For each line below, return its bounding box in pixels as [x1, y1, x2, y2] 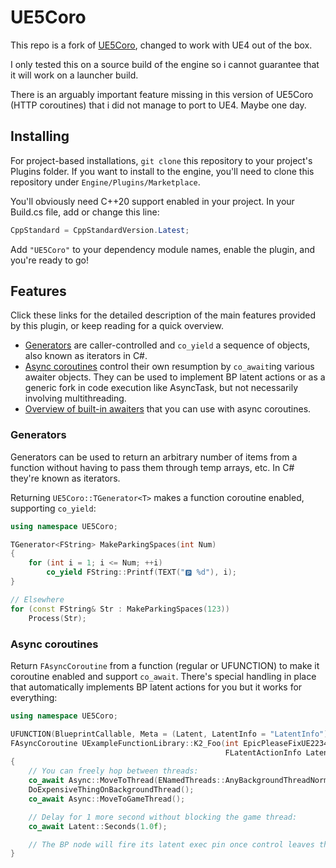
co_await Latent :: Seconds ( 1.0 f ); [28, 821, 168, 831]
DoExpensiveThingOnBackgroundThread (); [28, 785, 195, 795]
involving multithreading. [24, 392, 127, 405]
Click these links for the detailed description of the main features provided [10, 309, 317, 321]
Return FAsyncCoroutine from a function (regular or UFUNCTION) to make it [10, 659, 320, 671]
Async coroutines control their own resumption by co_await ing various [24, 361, 315, 373]
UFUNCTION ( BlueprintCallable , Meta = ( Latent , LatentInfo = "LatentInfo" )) [10, 729, 333, 739]
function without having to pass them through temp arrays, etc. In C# [10, 461, 295, 473]
